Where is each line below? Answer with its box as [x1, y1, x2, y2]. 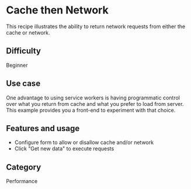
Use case [6, 78, 41, 88]
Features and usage [6, 123, 80, 133]
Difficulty [6, 46, 41, 56]
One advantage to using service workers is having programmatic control [6, 94, 180, 101]
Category [6, 162, 41, 172]
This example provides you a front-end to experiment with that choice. [6, 106, 176, 114]
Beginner [6, 61, 28, 68]
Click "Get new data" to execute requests [14, 145, 114, 152]
